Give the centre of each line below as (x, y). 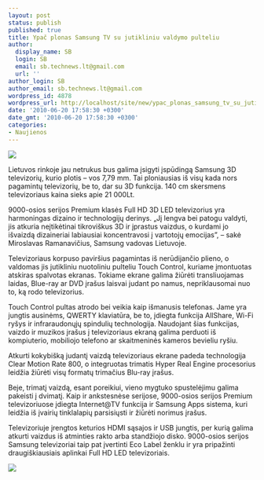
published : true (35, 30)
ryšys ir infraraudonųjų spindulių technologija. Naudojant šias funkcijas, (124, 324)
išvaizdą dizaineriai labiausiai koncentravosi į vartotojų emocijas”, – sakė (125, 235)
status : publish (35, 23)
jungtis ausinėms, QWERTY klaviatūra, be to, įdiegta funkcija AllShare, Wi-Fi (131, 315)
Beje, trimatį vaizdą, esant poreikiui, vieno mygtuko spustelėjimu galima (123, 387)
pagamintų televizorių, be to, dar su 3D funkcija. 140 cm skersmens (117, 186)
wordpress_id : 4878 (40, 96)
